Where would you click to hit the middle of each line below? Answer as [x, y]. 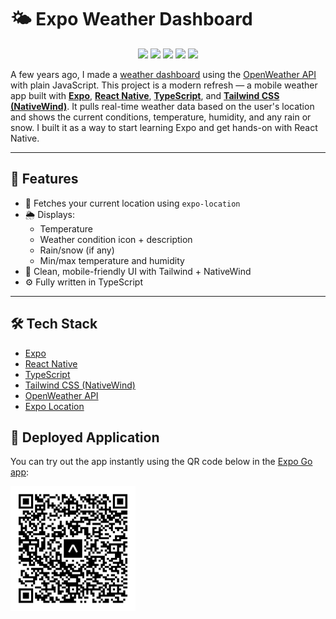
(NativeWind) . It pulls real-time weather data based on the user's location [162, 106]
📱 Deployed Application [85, 437]
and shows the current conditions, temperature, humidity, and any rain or [161, 117]
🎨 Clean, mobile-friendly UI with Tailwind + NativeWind [138, 271]
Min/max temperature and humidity [112, 260]
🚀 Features [44, 179]
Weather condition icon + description [116, 239]
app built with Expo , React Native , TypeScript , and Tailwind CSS [145, 95]
